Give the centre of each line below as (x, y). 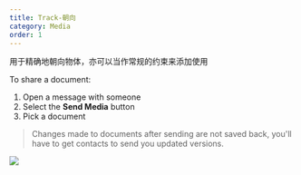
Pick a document (54, 117)
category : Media (40, 26)
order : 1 (26, 34)
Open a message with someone (82, 97)
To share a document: (50, 80)
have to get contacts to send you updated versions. (128, 144)
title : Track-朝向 (43, 18)
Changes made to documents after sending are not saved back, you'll (161, 134)
